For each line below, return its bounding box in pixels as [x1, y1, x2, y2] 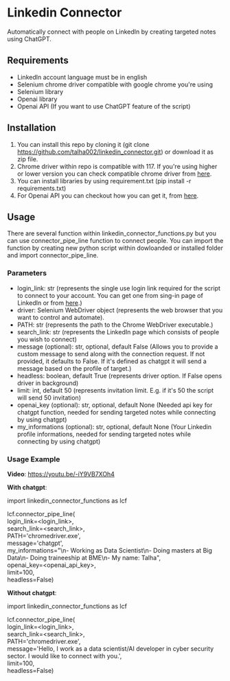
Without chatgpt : [7, 588, 57, 597]
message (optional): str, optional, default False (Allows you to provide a [16, 342, 218, 351]
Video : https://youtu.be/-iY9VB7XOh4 [7, 470, 115, 478]
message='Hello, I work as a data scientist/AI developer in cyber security [7, 644, 214, 653]
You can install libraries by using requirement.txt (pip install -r [16, 176, 192, 185]
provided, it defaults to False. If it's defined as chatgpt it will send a [16, 357, 207, 365]
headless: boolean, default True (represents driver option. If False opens [16, 371, 222, 380]
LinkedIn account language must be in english [16, 73, 148, 81]
